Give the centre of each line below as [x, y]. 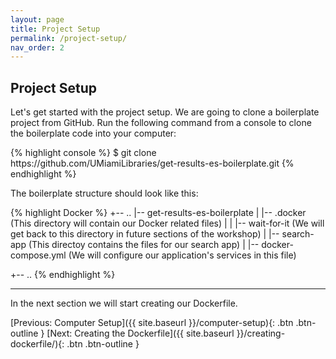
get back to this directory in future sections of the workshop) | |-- [145, 234]
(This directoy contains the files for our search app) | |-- [144, 245]
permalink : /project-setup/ [69, 38]
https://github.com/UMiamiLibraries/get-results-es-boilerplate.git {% [152, 163]
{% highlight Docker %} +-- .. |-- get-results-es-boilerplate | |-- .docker [158, 213]
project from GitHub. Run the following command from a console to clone [161, 123]
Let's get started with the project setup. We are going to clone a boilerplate [165, 112]
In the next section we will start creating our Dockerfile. [124, 303]
